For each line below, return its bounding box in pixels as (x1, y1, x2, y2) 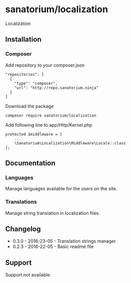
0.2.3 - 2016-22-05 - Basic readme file (12, 243, 94, 250)
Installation (5, 35, 42, 44)
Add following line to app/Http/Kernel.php (5, 122, 92, 128)
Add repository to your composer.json (5, 62, 85, 68)
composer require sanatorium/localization (5, 113, 96, 118)
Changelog (5, 225, 41, 233)
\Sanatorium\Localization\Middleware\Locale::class (14, 140, 126, 146)
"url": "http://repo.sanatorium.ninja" (14, 85, 99, 90)
